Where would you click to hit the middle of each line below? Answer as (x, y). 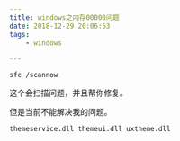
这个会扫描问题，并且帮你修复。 (68, 93)
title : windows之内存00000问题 (64, 18)
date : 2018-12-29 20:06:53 (60, 26)
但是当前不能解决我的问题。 (61, 112)
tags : (19, 34)
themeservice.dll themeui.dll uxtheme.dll (90, 129)
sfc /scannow (34, 75)
